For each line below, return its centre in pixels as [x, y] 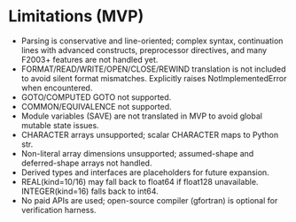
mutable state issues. [60, 125]
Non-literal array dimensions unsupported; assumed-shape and [137, 153]
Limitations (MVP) [76, 16]
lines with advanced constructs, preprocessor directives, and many [144, 50]
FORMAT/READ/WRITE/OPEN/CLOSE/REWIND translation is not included [153, 69]
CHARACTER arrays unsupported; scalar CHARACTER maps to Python [150, 134]
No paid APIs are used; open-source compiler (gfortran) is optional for [149, 200]
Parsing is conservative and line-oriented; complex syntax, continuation [152, 41]
